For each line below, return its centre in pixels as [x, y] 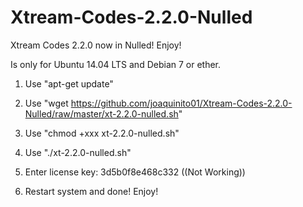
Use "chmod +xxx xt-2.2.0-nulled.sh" [102, 133]
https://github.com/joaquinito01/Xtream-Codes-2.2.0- [181, 103]
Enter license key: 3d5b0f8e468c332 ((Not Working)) [135, 172]
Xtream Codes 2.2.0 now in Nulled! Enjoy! [96, 45]
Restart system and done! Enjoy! [91, 191]
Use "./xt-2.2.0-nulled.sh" [78, 152]
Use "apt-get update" [69, 83]
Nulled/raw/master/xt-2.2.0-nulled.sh [101, 113]
